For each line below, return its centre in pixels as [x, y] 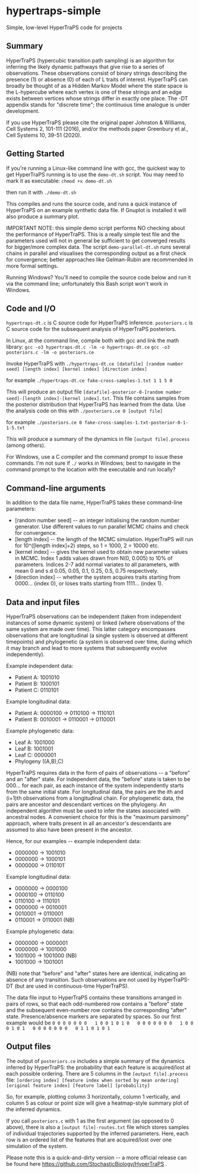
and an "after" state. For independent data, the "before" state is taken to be [98, 779]
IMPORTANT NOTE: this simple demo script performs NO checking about [96, 228]
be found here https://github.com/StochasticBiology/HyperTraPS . [87, 1163]
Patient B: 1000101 [37, 684]
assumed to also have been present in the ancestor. [69, 830]
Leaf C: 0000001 [35, 755]
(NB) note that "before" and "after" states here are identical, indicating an [96, 973]
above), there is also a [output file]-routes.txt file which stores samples [97, 1127]
